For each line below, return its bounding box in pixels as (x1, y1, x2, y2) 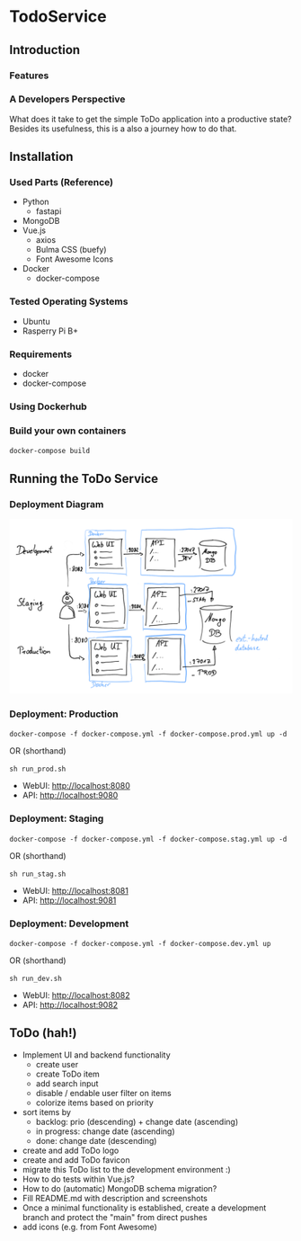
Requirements (9, 348, 73, 361)
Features (9, 69, 49, 82)
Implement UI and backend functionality (22, 1049, 171, 1060)
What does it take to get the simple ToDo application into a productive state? (9, 113, 292, 124)
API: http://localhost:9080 (22, 790, 119, 801)
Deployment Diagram (9, 497, 104, 510)
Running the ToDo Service (9, 470, 159, 487)
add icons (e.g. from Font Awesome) (22, 1221, 157, 1232)
